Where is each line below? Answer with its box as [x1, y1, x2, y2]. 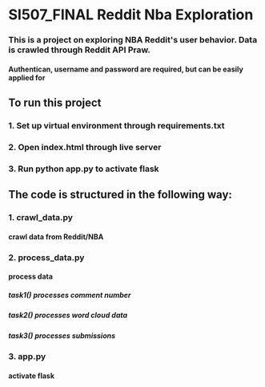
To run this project [8, 96, 102, 110]
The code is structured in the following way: [8, 188, 232, 202]
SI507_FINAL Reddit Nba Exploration [8, 6, 254, 24]
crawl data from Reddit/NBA [8, 231, 104, 242]
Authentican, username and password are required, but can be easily [8, 64, 244, 74]
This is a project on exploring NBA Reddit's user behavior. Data [8, 35, 258, 46]
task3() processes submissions [8, 331, 116, 340]
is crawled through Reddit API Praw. [8, 44, 151, 55]
